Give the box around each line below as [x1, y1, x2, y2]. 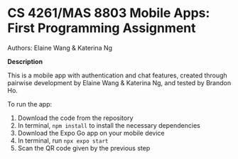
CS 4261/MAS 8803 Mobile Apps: [7, 5, 210, 21]
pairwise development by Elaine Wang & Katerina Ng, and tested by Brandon [7, 78, 232, 87]
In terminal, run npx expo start [17, 136, 109, 145]
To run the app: [7, 99, 53, 108]
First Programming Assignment [7, 20, 197, 36]
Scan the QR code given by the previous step [17, 143, 151, 152]
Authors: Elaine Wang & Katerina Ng [7, 43, 112, 52]
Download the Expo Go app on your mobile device [17, 128, 165, 137]
